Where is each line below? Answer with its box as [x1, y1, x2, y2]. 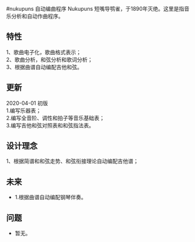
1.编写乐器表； [6, 106, 42, 114]
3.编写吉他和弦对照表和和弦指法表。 [6, 121, 95, 129]
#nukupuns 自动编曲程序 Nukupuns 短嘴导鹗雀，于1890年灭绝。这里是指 [6, 5, 184, 12]
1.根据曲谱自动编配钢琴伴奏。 [14, 194, 87, 201]
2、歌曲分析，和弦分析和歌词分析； [6, 56, 93, 63]
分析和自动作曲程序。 [11, 12, 64, 20]
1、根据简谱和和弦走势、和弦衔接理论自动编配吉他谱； [6, 158, 139, 165]
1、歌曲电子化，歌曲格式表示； [6, 48, 81, 55]
